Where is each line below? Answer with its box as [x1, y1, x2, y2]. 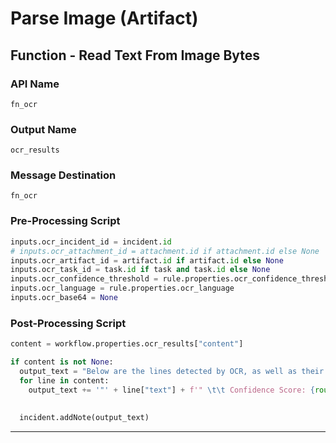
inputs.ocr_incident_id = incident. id [10, 237, 172, 247]
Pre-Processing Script [10, 214, 121, 228]
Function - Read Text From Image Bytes [10, 47, 261, 64]
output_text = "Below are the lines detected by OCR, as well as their [19, 366, 325, 376]
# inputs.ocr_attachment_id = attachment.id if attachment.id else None [10, 246, 320, 256]
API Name [10, 77, 60, 91]
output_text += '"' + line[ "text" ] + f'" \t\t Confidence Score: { [28, 385, 315, 395]
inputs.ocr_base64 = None [10, 293, 118, 303]
